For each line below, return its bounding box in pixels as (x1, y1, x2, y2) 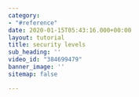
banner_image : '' (8, 63, 65, 71)
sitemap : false (8, 70, 58, 78)
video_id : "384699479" (8, 56, 82, 64)
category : (8, 11, 41, 20)
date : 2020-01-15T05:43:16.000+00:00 (8, 26, 132, 34)
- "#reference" (8, 19, 58, 27)
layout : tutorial (8, 33, 65, 42)
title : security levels (8, 41, 86, 49)
